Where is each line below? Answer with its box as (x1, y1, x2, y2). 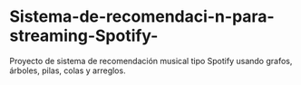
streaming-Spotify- (9, 25, 159, 46)
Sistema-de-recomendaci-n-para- (9, 6, 275, 27)
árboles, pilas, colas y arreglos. (9, 65, 126, 76)
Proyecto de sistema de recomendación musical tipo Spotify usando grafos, (9, 55, 293, 66)
